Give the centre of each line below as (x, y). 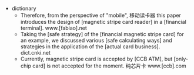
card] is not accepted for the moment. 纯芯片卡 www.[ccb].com (109, 66)
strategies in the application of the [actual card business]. (90, 47)
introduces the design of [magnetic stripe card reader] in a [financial (103, 22)
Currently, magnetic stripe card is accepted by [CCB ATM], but (96, 59)
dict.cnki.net (36, 53)
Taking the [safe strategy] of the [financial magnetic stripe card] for (102, 34)
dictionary (24, 8)
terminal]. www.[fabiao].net (53, 28)
